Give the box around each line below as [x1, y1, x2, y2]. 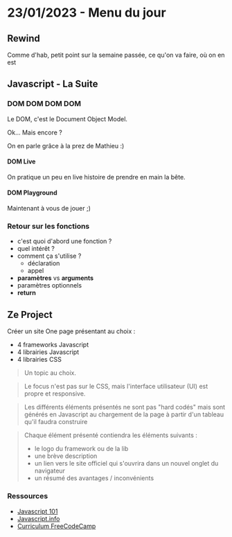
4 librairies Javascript [17, 348, 80, 356]
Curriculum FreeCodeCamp [17, 522, 96, 530]
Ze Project [7, 308, 53, 320]
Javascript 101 [17, 507, 58, 516]
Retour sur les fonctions [7, 222, 90, 231]
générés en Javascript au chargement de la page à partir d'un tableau [24, 410, 224, 419]
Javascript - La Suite [7, 78, 98, 90]
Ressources [7, 491, 48, 501]
